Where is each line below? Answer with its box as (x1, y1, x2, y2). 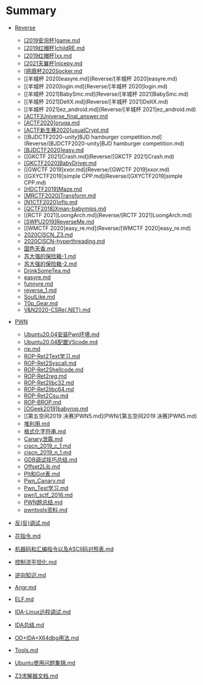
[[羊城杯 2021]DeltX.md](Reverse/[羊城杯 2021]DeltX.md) (23, 98, 169, 105)
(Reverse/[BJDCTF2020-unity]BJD (23, 139, 113, 147)
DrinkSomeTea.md (23, 267, 71, 274)
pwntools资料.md (23, 506, 68, 513)
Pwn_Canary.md (23, 476, 65, 484)
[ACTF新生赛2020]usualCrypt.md (23, 126, 109, 134)
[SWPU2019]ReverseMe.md (23, 218, 94, 225)
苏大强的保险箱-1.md (23, 252, 76, 259)
